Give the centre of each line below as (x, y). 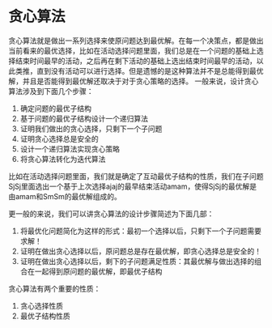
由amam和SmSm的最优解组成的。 (65, 196)
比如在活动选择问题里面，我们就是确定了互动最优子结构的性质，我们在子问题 (136, 176)
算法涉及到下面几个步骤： (51, 91)
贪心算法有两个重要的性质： (55, 288)
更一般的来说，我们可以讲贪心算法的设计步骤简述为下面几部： (111, 213)
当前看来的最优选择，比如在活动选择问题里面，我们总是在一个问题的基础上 (132, 50)
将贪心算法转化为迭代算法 (63, 159)
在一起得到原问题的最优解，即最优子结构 (95, 271)
